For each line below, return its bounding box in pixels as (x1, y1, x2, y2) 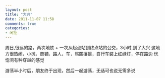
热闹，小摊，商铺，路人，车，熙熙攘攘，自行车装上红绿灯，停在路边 (13, 51, 153, 57)
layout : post (5, 7, 32, 12)
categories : (5, 26, 30, 31)
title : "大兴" (5, 12, 33, 17)
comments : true (5, 21, 37, 26)
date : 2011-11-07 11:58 (5, 16, 55, 21)
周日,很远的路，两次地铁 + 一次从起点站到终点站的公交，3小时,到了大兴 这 (5, 45, 156, 50)
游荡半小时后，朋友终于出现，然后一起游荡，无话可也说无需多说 (5, 68, 135, 74)
